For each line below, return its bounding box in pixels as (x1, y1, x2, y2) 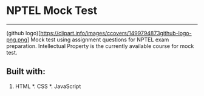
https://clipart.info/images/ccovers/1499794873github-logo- (40, 29, 192, 36)
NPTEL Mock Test (6, 4, 98, 18)
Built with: (6, 66, 46, 77)
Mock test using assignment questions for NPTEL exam (30, 36, 169, 43)
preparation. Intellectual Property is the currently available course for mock (6, 42, 194, 49)
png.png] (6, 36, 29, 43)
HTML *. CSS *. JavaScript (15, 83, 81, 90)
